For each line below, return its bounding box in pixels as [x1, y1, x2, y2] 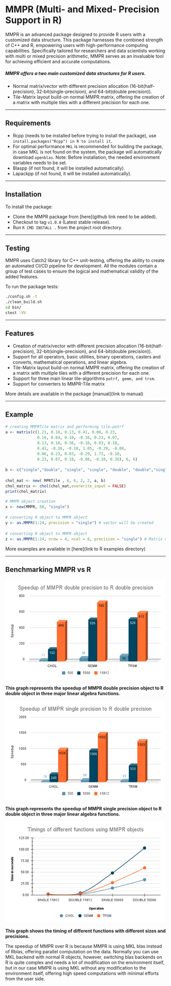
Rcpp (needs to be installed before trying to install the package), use [12, 132, 157, 138]
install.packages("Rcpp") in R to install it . [12, 138, 112, 144]
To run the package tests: [5, 283, 59, 290]
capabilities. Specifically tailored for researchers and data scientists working [5, 47, 165, 54]
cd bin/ [5, 305, 22, 310]
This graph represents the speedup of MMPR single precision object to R [5, 806, 162, 812]
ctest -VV [5, 310, 26, 315]
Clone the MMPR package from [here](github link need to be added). [12, 213, 157, 220]
